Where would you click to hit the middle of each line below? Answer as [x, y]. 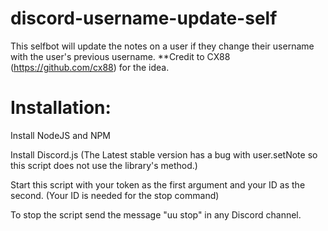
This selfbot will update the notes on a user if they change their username [162, 46]
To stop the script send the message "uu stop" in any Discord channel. [156, 214]
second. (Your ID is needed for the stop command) [115, 195]
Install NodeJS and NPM [61, 135]
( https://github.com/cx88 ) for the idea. [90, 67]
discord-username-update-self [144, 18]
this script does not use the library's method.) [104, 165]
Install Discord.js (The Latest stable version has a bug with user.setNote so [164, 154]
